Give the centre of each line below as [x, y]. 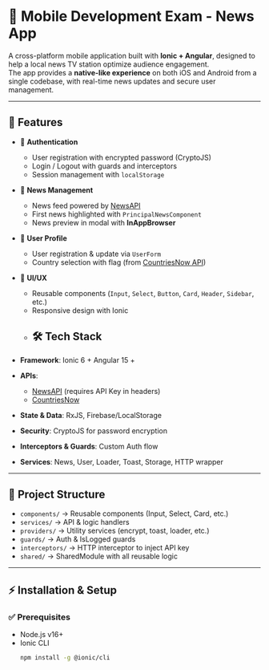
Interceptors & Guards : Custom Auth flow [89, 446]
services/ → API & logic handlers [74, 522]
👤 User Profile [43, 238]
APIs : [29, 376]
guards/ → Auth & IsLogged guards [78, 539]
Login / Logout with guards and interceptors [104, 166]
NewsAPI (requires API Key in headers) [96, 391]
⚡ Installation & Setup [63, 590]
